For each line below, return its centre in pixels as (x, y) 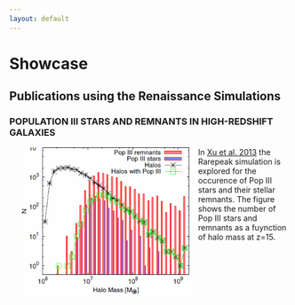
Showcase (49, 63)
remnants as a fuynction (243, 227)
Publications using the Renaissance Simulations (145, 96)
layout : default (39, 19)
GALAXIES (32, 133)
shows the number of (237, 208)
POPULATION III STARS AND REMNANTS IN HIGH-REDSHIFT (141, 121)
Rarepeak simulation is (240, 161)
